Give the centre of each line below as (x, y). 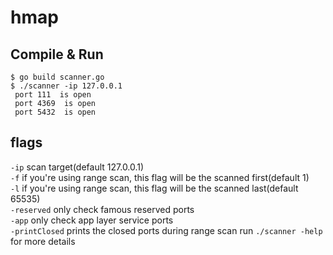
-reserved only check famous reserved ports (102, 209)
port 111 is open (53, 95)
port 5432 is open (55, 112)
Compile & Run (57, 54)
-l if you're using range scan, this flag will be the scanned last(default (154, 188)
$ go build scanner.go (57, 77)
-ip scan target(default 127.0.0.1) (77, 167)
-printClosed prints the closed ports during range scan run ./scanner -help (166, 230)
